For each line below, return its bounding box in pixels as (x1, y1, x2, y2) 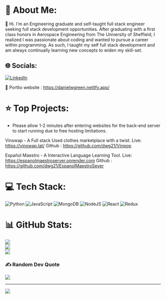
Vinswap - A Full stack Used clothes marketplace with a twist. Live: (5, 137, 142, 143)
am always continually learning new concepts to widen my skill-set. (5, 47, 142, 53)
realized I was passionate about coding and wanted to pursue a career (5, 37, 149, 43)
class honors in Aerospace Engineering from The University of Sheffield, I (5, 31, 155, 37)
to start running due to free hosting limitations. (12, 127, 107, 133)
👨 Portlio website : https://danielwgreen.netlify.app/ (5, 84, 110, 90)
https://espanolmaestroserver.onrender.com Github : (5, 157, 113, 163)
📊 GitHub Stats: (5, 219, 73, 230)
